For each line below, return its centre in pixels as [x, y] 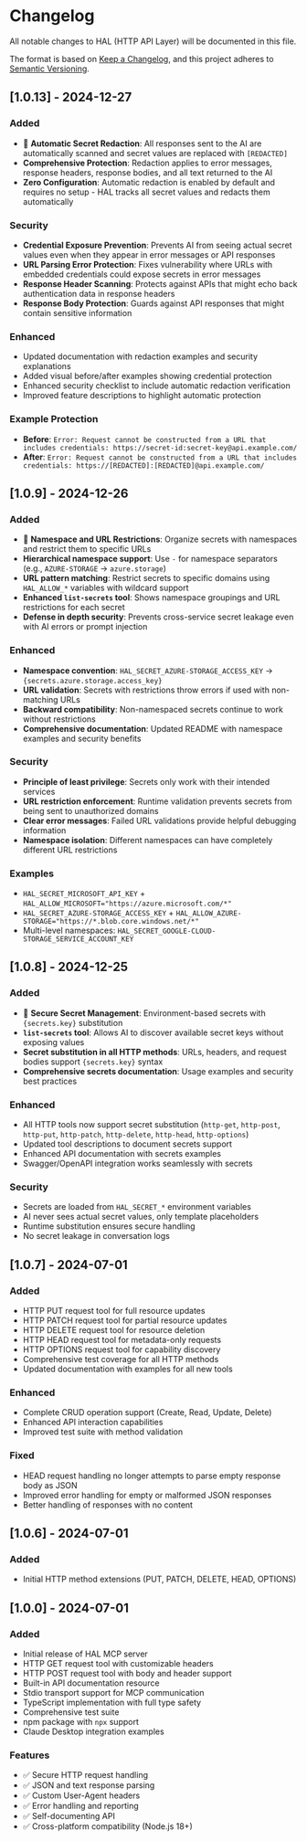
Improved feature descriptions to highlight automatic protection [142, 396]
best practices [50, 1081]
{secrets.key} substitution [73, 1022]
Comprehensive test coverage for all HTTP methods [121, 1360]
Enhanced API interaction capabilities [93, 1423]
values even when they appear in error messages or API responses [149, 254]
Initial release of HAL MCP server [85, 1654]
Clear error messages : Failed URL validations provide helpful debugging [159, 820]
